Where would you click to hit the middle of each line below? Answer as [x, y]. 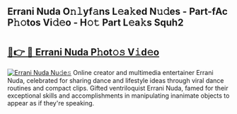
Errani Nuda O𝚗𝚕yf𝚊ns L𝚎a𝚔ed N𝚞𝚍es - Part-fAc [117, 12]
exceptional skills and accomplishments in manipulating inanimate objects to [118, 96]
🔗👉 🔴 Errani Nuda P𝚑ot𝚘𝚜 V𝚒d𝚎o [83, 52]
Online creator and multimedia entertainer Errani [143, 73]
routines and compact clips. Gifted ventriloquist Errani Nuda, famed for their [118, 88]
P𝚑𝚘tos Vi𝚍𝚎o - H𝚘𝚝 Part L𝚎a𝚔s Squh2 [96, 23]
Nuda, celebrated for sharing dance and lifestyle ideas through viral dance [116, 80]
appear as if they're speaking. [51, 103]
